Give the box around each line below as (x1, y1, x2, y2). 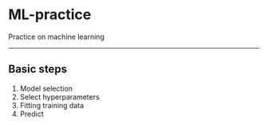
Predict (19, 109, 44, 119)
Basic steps (8, 62, 68, 76)
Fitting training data (19, 100, 85, 110)
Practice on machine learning (8, 32, 105, 41)
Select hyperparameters (19, 92, 100, 101)
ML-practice (8, 6, 92, 24)
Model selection (19, 84, 73, 93)
